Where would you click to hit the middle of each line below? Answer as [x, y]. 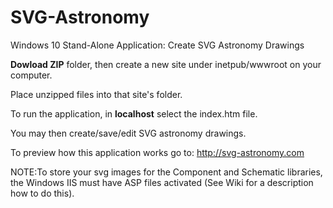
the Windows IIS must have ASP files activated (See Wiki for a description [162, 182]
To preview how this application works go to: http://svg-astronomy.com [157, 152]
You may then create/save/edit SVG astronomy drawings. [128, 133]
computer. [31, 75]
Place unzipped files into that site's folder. [96, 94]
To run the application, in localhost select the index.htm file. [134, 113]
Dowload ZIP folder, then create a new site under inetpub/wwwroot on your [166, 64]
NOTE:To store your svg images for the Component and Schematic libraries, [166, 172]
